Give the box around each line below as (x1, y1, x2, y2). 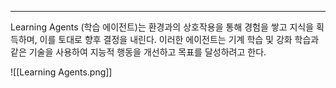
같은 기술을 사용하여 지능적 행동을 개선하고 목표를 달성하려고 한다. (10, 46, 267, 58)
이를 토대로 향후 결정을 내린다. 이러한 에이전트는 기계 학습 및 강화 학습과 (39, 34, 320, 45)
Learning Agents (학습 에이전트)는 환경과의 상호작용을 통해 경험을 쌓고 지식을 (10, 21, 315, 33)
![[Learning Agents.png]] (10, 66, 113, 78)
